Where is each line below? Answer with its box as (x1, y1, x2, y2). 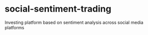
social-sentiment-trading (4, 3, 112, 15)
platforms (4, 24, 24, 30)
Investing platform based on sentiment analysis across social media (4, 19, 144, 25)
